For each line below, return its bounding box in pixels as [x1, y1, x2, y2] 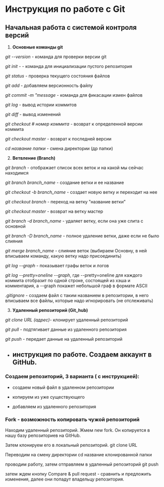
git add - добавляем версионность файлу [5, 83, 93, 88]
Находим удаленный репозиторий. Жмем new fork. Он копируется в [5, 427, 150, 433]
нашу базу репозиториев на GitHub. [5, 432, 81, 438]
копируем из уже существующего [12, 394, 85, 400]
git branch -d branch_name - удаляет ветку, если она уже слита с [5, 218, 144, 224]
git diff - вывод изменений [5, 112, 61, 117]
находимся [5, 170, 29, 176]
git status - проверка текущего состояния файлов [5, 73, 110, 79]
